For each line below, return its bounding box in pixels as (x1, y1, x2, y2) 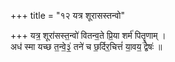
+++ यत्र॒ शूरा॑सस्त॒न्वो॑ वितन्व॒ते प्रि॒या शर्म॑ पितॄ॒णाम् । (10, 30, 167, 41)
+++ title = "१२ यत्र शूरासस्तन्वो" (10, 10, 125, 21)
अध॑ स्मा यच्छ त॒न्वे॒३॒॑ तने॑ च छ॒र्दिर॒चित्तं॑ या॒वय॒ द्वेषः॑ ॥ (10, 41, 163, 52)
